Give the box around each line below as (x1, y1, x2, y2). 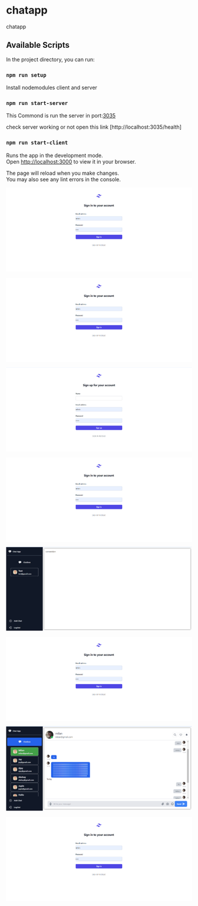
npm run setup (6, 71, 47, 79)
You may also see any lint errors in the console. (6, 175, 121, 183)
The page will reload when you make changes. (6, 169, 120, 176)
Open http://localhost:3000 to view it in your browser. (6, 158, 137, 165)
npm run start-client (6, 139, 68, 146)
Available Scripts (6, 40, 70, 50)
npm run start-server (6, 100, 68, 106)
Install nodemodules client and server (6, 84, 97, 91)
